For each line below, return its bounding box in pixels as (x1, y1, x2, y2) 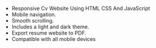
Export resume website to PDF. (11, 29, 86, 36)
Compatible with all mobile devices (11, 36, 96, 42)
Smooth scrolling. (11, 17, 54, 24)
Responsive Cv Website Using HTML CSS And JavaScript (11, 5, 150, 12)
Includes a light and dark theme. (11, 23, 89, 30)
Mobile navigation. (11, 11, 57, 18)
